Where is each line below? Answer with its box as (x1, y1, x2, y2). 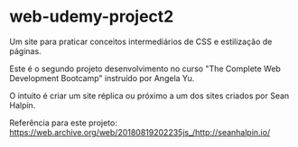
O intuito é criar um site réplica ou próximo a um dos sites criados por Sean (9, 90, 290, 101)
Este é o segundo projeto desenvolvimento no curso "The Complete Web (9, 63, 282, 74)
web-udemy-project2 (9, 6, 174, 27)
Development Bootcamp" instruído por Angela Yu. (9, 72, 195, 83)
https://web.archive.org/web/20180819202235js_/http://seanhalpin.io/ (9, 126, 271, 137)
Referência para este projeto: (9, 117, 117, 128)
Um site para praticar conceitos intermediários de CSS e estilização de (9, 36, 273, 47)
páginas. (9, 45, 42, 56)
